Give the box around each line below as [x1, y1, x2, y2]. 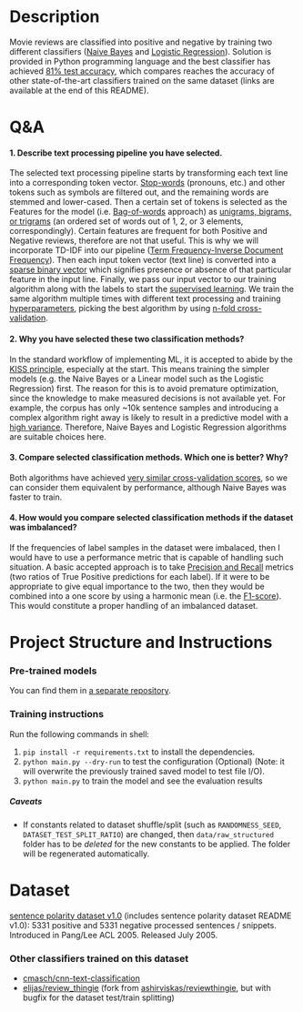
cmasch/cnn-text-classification [22, 972, 141, 984]
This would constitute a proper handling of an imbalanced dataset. [9, 600, 258, 611]
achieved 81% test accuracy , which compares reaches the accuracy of [9, 66, 275, 76]
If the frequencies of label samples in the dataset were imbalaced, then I [9, 541, 280, 552]
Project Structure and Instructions [9, 632, 273, 653]
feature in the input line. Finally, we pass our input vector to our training [9, 274, 278, 285]
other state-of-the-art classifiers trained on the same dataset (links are [9, 75, 275, 86]
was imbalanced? [9, 521, 77, 533]
